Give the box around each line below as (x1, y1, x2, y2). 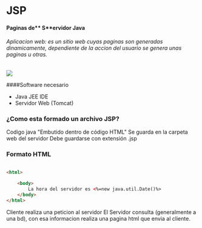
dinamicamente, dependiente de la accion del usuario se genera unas (6, 44, 182, 52)
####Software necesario (6, 81, 69, 88)
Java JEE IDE (15, 92, 49, 100)
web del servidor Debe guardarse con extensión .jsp (6, 135, 138, 142)
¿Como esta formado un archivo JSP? (6, 114, 120, 123)
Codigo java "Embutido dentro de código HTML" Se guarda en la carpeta (6, 128, 188, 136)
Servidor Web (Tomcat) (15, 99, 74, 106)
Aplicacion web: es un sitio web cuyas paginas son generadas (6, 38, 163, 46)
